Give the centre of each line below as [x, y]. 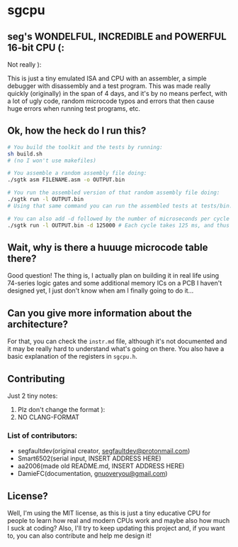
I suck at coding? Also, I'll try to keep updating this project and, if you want [116, 529]
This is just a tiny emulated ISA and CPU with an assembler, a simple [107, 78]
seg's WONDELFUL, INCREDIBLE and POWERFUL [117, 37]
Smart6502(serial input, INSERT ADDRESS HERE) [89, 459]
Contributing [36, 379]
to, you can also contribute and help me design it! [80, 536]
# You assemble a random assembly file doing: [77, 173]
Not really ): [24, 65]
